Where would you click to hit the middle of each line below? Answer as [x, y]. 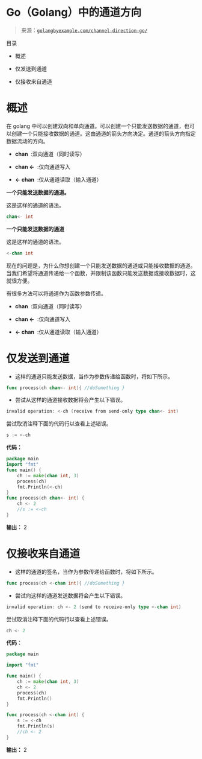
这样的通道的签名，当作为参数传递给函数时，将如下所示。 [86, 571]
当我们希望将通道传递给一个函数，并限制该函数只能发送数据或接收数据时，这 [101, 273]
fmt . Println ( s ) [36, 726]
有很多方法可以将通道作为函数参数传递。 [56, 293]
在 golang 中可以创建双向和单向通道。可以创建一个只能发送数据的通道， [95, 126]
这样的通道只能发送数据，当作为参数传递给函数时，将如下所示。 [94, 376]
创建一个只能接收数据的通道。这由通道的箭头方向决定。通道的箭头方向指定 [103, 133]
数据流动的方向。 [27, 141]
